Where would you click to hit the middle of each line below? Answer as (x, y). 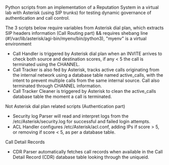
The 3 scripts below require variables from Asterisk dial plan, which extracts (85, 28)
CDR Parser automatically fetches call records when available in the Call (88, 152)
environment (18, 44)
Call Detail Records (25, 142)
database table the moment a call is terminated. (62, 96)
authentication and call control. (37, 18)
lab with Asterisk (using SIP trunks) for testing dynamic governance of (78, 13)
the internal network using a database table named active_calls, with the (88, 75)
